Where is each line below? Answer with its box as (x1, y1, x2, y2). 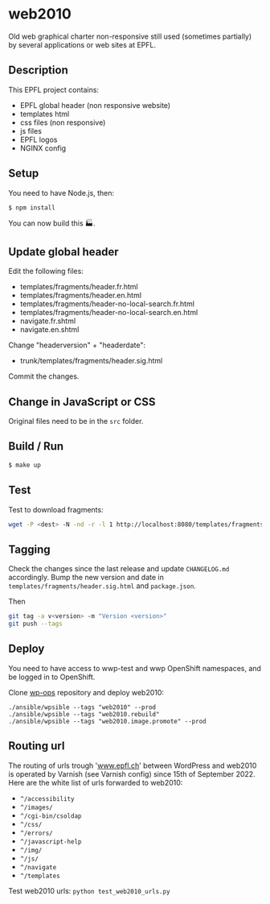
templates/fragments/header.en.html (19, 291, 142, 301)
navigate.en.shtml (19, 325, 80, 334)
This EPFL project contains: (8, 85, 99, 94)
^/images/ (19, 803, 54, 811)
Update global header (8, 245, 119, 259)
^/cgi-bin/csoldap (19, 811, 82, 820)
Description (8, 64, 68, 77)
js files (19, 126, 43, 135)
